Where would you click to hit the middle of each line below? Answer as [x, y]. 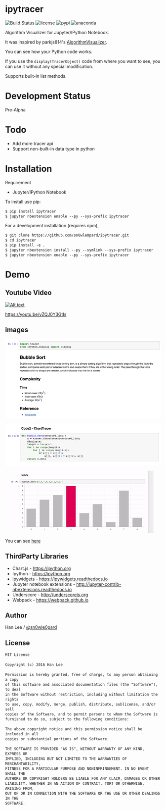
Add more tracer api [33, 143]
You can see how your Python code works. [49, 51]
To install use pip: [23, 202]
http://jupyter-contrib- [99, 584]
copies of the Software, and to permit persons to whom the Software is [82, 714]
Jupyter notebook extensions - [44, 584]
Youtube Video [28, 293]
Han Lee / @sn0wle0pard [31, 627]
